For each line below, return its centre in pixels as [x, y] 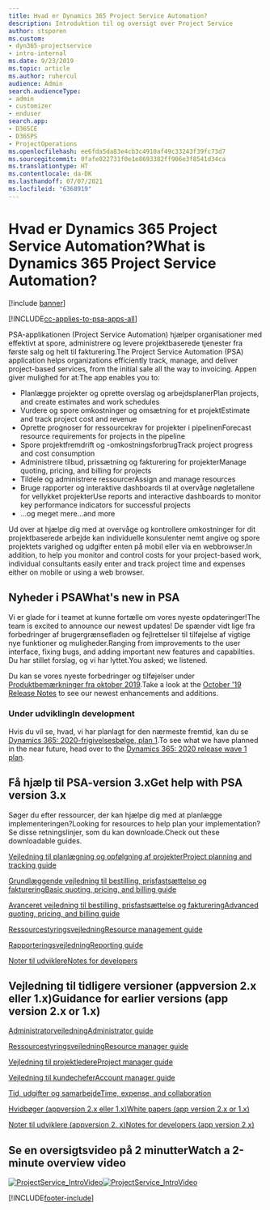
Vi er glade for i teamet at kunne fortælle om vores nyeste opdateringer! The [134, 617]
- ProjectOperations [43, 144]
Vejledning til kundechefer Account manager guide [92, 1078]
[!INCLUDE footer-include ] [51, 1198]
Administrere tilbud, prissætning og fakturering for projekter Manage [133, 461]
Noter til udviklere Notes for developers [73, 961]
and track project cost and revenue [78, 418]
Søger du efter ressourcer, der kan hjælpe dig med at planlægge [115, 815]
